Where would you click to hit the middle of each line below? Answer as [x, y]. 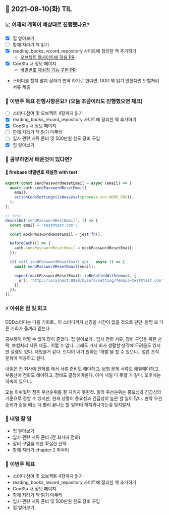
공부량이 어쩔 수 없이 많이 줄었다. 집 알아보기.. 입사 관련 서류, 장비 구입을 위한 [81, 339]
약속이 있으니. [19, 381]
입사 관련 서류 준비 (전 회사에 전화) [46, 437]
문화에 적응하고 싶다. [25, 358]
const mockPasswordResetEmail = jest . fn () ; [56, 234]
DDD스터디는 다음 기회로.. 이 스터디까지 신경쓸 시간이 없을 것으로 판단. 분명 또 [82, 322]
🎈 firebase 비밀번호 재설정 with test [41, 172]
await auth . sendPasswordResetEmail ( [48, 188]
